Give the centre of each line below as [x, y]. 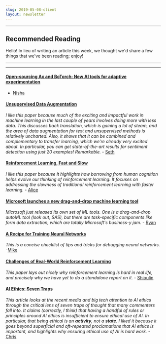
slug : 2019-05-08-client [31, 10]
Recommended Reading [43, 39]
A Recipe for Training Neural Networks [46, 234]
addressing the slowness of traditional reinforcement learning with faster [80, 184]
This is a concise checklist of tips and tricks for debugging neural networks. [83, 245]
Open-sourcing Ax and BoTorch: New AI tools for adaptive [66, 76]
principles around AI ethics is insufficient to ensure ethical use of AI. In [77, 315]
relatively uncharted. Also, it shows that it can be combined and [71, 136]
